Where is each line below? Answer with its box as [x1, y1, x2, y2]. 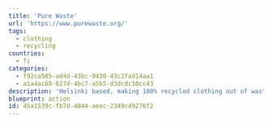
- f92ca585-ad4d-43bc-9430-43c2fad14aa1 [15, 72, 154, 80]
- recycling [15, 42, 57, 50]
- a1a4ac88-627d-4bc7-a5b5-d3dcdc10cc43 [15, 79, 154, 87]
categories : [8, 65, 49, 73]
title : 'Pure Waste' [8, 11, 79, 20]
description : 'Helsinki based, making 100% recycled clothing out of [8, 87, 249, 95]
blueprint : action [8, 95, 70, 103]
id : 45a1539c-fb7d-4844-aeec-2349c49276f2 [8, 102, 154, 110]
